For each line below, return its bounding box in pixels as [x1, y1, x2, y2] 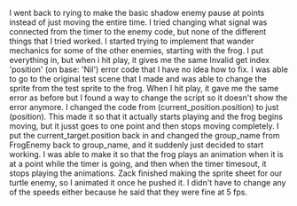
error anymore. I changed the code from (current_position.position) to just [9, 102, 279, 112]
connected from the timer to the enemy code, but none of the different [9, 27, 267, 36]
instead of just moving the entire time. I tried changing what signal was [9, 17, 268, 28]
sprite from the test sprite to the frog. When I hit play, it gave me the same [9, 83, 279, 93]
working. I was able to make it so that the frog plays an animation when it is [9, 149, 284, 159]
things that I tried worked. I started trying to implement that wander [9, 36, 254, 46]
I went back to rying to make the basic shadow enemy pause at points [9, 8, 265, 18]
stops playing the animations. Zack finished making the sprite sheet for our [9, 168, 283, 178]
